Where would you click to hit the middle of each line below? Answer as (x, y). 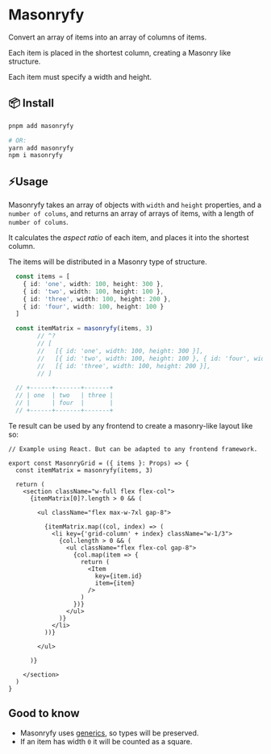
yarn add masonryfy (41, 148)
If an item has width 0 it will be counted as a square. (106, 741)
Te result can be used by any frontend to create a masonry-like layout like (131, 425)
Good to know (44, 713)
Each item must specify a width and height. (80, 77)
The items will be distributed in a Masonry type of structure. (108, 262)
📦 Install (31, 104)
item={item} (115, 583)
